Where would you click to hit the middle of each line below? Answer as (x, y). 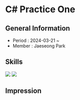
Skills (14, 62)
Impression (24, 91)
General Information (38, 28)
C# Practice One (40, 9)
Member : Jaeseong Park (39, 46)
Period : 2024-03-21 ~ (36, 40)
